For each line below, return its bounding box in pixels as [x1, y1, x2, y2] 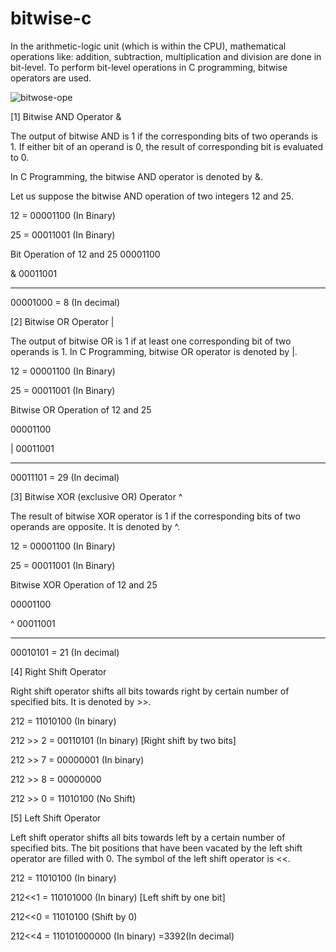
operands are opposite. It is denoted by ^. [10, 520, 181, 532]
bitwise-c [10, 7, 92, 30]
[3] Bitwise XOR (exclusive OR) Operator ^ [10, 490, 183, 502]
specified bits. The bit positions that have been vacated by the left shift [10, 842, 303, 854]
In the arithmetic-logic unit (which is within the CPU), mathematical [10, 40, 287, 52]
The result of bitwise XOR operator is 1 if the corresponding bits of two [10, 510, 301, 522]
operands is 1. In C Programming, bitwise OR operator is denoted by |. [10, 345, 298, 357]
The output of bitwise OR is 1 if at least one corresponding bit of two [10, 335, 292, 347]
